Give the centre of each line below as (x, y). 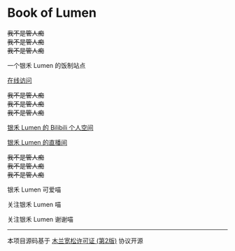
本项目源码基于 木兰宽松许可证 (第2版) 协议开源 (75, 241)
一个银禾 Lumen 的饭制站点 (47, 65)
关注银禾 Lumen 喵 (34, 204)
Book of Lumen (52, 13)
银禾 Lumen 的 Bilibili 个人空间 (50, 127)
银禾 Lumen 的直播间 (37, 142)
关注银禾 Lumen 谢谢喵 (40, 219)
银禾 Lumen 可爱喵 (34, 189)
